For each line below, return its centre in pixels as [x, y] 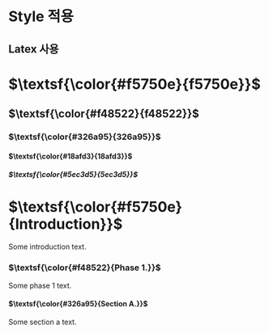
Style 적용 [41, 17]
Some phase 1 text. [40, 285]
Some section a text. [43, 322]
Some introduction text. [47, 247]
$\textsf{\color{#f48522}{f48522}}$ [104, 114]
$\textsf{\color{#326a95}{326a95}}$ [85, 137]
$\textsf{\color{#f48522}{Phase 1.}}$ [85, 268]
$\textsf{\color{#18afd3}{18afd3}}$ [70, 156]
